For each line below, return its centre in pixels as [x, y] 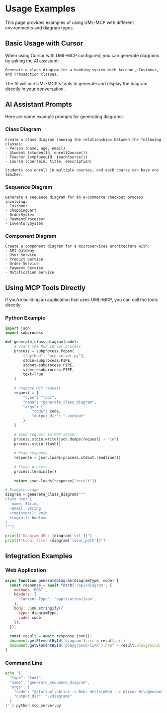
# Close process [31, 467]
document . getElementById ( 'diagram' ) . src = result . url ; [68, 641]
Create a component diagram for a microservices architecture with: [78, 246]
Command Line [24, 663]
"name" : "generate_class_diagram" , [60, 402]
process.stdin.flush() [38, 444]
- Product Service [24, 260]
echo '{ [13, 673]
